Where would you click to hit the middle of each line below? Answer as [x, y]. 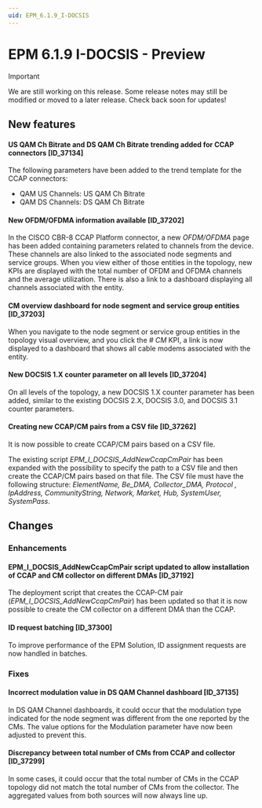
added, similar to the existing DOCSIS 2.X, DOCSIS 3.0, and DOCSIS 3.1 [123, 400]
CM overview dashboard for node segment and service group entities [124, 305]
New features [42, 124]
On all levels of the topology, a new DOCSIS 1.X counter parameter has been [131, 392]
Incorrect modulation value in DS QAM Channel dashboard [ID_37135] [124, 692]
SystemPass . [29, 501]
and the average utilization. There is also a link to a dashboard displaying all [130, 279]
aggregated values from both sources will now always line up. [108, 795]
